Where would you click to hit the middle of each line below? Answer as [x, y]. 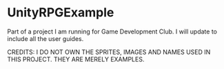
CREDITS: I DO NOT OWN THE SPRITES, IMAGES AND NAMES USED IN [109, 52]
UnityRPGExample [61, 13]
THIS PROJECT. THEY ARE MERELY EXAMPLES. [76, 59]
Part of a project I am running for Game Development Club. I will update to [112, 31]
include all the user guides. [45, 38]
